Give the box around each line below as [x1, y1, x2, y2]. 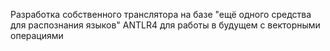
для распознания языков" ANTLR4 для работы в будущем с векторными [10, 19, 321, 31]
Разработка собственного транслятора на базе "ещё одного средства [10, 9, 312, 20]
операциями [10, 30, 64, 41]
